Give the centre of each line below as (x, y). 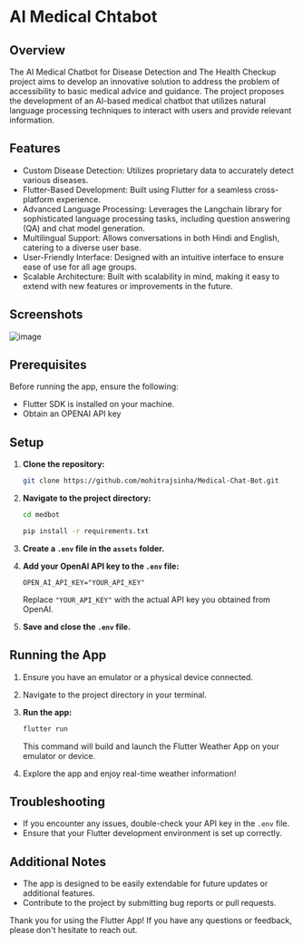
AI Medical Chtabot (83, 17)
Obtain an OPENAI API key (72, 414)
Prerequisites (48, 365)
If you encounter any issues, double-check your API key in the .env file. (156, 823)
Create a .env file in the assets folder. (93, 548)
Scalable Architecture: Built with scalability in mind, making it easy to (151, 276)
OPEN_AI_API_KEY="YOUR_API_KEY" (83, 582)
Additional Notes (58, 862)
